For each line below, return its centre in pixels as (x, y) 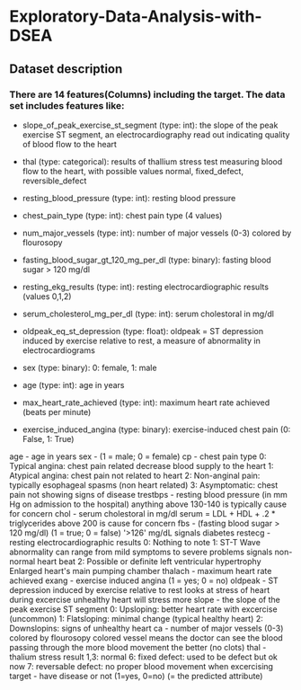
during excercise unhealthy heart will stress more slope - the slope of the (145, 599)
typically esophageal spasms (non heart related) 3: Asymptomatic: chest (144, 485)
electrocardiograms (59, 350)
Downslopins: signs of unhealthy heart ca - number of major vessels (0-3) (146, 628)
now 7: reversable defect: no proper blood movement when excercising (142, 666)
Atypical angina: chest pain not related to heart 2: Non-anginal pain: (135, 475)
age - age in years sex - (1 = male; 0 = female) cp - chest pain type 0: (138, 456)
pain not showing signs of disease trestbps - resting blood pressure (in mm (148, 494)
